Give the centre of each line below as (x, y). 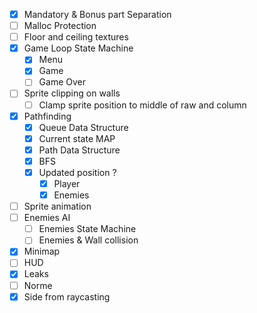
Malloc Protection (60, 26)
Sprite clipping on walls (72, 93)
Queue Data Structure (83, 127)
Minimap (42, 251)
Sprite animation (57, 206)
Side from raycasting (67, 296)
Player (67, 183)
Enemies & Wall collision (88, 240)
